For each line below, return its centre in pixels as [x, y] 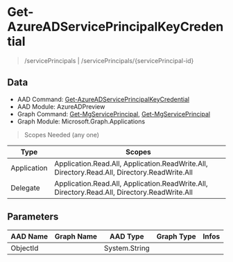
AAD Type [127, 236]
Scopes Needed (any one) [61, 134]
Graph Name [76, 236]
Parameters [33, 217]
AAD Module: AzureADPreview [61, 106]
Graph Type [176, 236]
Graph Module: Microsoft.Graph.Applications [81, 121]
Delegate [25, 188]
